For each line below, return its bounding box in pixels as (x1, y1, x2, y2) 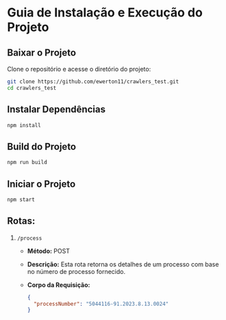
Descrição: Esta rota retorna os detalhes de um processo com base (27, 260, 219, 268)
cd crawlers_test (7, 84, 57, 91)
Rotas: (7, 215, 36, 227)
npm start (7, 196, 36, 203)
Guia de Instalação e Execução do (7, 5, 203, 21)
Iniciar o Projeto (7, 178, 76, 190)
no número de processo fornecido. (27, 267, 125, 275)
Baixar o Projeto (7, 47, 77, 58)
